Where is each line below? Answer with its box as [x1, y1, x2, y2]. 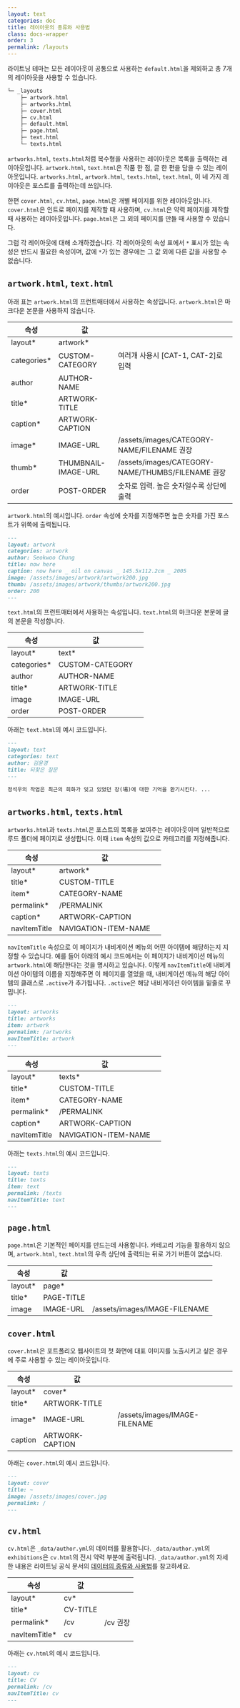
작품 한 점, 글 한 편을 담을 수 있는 [124, 163, 215, 172]
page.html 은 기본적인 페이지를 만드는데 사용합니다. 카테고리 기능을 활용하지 [7, 1241, 218, 1249]
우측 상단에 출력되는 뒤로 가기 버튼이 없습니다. [95, 1250, 223, 1258]
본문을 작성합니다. [14, 617, 65, 625]
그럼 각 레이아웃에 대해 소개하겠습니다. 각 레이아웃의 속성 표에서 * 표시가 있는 [7, 238, 222, 247]
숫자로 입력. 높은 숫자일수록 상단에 [117, 480, 226, 490]
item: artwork [7, 1022, 50, 1029]
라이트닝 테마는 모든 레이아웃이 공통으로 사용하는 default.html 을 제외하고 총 [7, 64, 221, 72]
